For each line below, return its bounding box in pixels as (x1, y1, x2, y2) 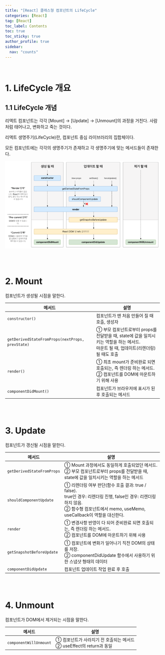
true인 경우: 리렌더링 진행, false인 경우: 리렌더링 (64, 493, 156, 499)
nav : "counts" (9, 49, 38, 54)
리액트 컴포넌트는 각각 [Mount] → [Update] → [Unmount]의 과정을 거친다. (5, 117, 149, 123)
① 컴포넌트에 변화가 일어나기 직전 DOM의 (64, 540, 146, 546)
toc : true (5, 29, 26, 34)
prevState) (7, 343, 29, 347)
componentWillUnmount (7, 641, 52, 646)
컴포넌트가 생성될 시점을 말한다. (5, 293, 66, 299)
